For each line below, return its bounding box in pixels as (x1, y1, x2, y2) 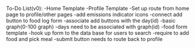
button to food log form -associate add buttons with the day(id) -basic (6, 17, 176, 24)
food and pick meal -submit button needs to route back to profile (6, 36, 163, 42)
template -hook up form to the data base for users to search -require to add (6, 29, 189, 36)
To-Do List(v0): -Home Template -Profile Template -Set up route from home (6, 5, 190, 12)
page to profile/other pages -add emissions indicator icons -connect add (6, 11, 183, 18)
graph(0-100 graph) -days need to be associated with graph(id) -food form (6, 23, 188, 30)
